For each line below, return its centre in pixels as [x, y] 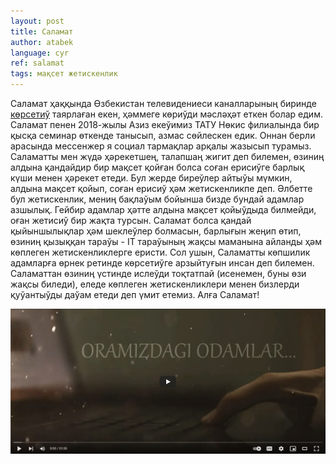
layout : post [37, 21]
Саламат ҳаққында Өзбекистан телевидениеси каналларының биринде [163, 103]
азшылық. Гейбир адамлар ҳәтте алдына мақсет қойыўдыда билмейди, [163, 209]
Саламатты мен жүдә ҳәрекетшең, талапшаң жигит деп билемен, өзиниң [167, 156]
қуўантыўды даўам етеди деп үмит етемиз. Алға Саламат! [135, 294]
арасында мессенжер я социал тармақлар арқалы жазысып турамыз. [161, 146]
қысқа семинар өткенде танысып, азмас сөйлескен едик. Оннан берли [163, 135]
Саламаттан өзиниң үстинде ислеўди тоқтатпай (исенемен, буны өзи [158, 273]
